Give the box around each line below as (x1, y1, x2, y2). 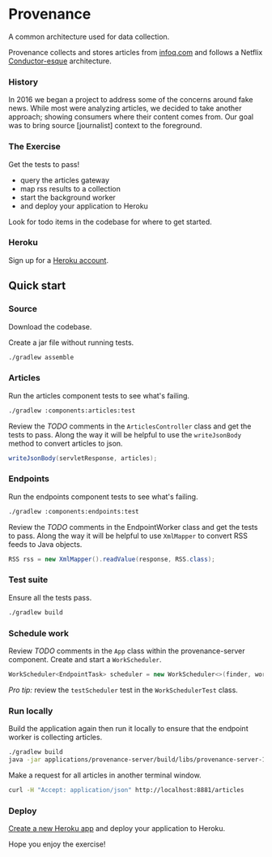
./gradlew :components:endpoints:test (8, 507, 139, 515)
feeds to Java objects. (8, 539, 83, 549)
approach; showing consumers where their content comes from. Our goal (8, 112, 253, 122)
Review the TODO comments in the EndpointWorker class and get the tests (8, 522, 258, 532)
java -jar (8, 756, 42, 764)
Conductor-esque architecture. (8, 56, 112, 66)
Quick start (8, 279, 66, 293)
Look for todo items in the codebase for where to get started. (8, 217, 212, 226)
